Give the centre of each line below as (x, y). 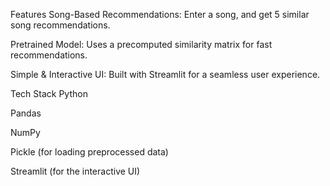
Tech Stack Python (49, 93)
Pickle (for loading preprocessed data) (89, 152)
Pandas (26, 113)
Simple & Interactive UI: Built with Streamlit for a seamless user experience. (165, 74)
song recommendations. (60, 25)
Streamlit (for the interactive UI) (75, 171)
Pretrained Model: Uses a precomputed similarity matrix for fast (141, 44)
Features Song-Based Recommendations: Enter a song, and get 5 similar (160, 14)
